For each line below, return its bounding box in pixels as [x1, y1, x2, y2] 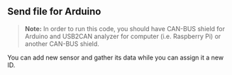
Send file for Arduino [7, 6, 101, 18]
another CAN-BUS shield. [24, 39, 99, 48]
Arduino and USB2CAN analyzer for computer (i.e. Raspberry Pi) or [24, 32, 221, 40]
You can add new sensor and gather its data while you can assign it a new [7, 53, 224, 62]
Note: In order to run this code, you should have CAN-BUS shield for [24, 24, 226, 33]
